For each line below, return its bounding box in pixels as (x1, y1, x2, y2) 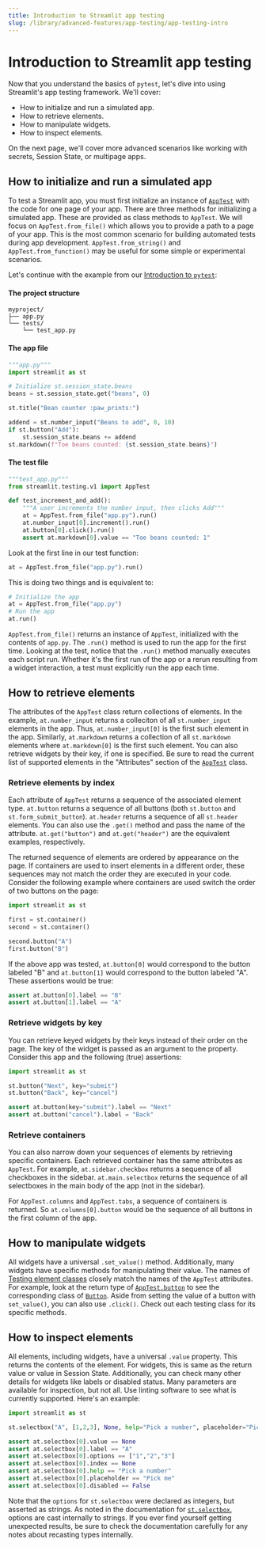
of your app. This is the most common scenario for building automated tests (8, 230, 256, 239)
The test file (8, 458, 49, 467)
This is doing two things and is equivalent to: (8, 577, 154, 587)
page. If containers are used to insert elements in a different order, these (8, 861, 245, 871)
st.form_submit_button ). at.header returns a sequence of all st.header (8, 812, 239, 822)
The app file (8, 344, 49, 353)
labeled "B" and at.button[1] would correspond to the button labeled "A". (8, 967, 249, 977)
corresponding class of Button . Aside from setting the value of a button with (8, 1291, 256, 1301)
